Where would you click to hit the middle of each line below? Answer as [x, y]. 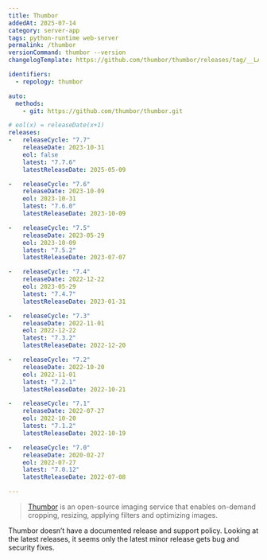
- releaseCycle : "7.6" [49, 184]
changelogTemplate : [41, 60]
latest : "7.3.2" [50, 338]
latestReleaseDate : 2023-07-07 [74, 258]
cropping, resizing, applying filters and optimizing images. [123, 515]
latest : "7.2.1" [50, 382]
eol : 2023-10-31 [50, 199]
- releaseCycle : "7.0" [49, 447]
